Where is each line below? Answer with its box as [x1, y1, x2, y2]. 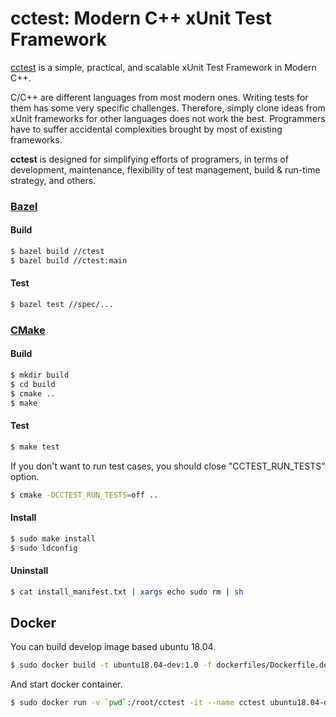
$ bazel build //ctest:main [10, 255, 128, 266]
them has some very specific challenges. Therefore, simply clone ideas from [10, 102, 326, 114]
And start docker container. [10, 678, 123, 691]
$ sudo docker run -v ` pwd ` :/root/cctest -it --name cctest [10, 698, 267, 708]
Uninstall [10, 565, 49, 577]
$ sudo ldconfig [10, 543, 78, 553]
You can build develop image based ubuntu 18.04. [10, 641, 217, 653]
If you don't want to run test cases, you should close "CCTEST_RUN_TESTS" [10, 460, 326, 472]
